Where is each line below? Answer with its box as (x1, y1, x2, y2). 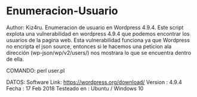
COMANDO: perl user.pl (6, 67, 65, 74)
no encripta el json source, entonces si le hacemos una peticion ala (6, 43, 172, 50)
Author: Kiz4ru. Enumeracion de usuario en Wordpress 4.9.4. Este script (6, 24, 184, 31)
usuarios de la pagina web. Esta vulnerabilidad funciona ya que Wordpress (6, 36, 190, 43)
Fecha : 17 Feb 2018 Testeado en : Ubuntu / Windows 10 (6, 85, 144, 92)
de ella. (6, 55, 24, 62)
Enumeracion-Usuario (6, 4, 118, 18)
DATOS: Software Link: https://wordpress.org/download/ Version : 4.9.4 (6, 79, 182, 86)
